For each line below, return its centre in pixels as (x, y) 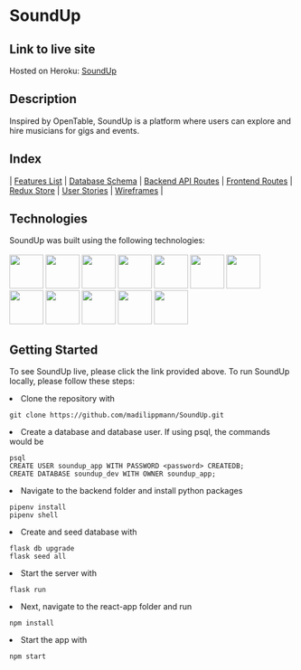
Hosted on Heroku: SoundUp (63, 71)
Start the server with (59, 573)
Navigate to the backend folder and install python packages (132, 491)
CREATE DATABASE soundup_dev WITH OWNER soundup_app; (113, 474)
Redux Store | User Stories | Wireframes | (86, 190)
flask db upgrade (42, 549)
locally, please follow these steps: (72, 382)
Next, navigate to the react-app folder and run (107, 607)
